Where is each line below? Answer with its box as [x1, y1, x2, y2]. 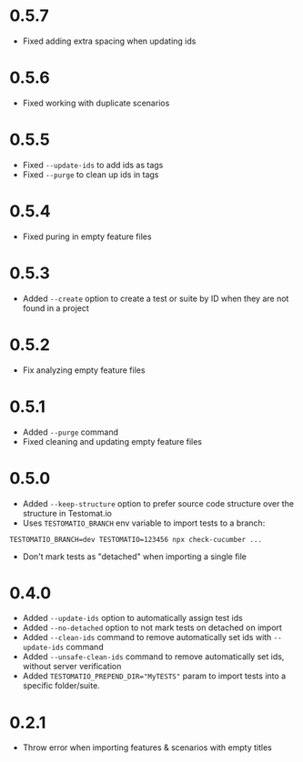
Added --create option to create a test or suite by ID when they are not [22, 293, 289, 304]
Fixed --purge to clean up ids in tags [22, 169, 159, 180]
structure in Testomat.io [22, 507, 112, 518]
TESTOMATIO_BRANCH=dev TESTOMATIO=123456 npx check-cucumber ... [9, 535, 262, 544]
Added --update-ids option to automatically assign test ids [22, 613, 243, 624]
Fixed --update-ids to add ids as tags [22, 159, 164, 170]
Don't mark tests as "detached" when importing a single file [22, 551, 247, 562]
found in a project [22, 302, 89, 314]
